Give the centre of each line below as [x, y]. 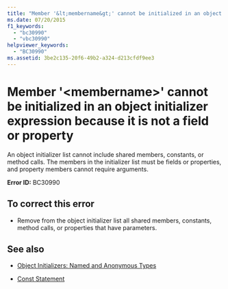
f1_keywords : [26, 26]
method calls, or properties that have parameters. [87, 227]
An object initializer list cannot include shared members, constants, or [105, 154]
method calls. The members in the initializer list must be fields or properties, [114, 162]
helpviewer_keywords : [38, 45]
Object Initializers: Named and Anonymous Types [87, 266]
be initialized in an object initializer [108, 106]
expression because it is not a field [108, 121]
